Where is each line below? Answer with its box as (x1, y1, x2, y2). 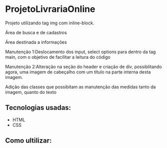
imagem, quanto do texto (5, 89, 57, 95)
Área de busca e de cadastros (5, 29, 67, 35)
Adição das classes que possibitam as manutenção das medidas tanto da (5, 83, 156, 90)
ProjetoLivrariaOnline (5, 3, 96, 15)
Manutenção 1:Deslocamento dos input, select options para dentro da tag (5, 49, 156, 55)
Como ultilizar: (5, 137, 52, 145)
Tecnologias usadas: (5, 103, 71, 112)
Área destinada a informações (5, 39, 67, 45)
